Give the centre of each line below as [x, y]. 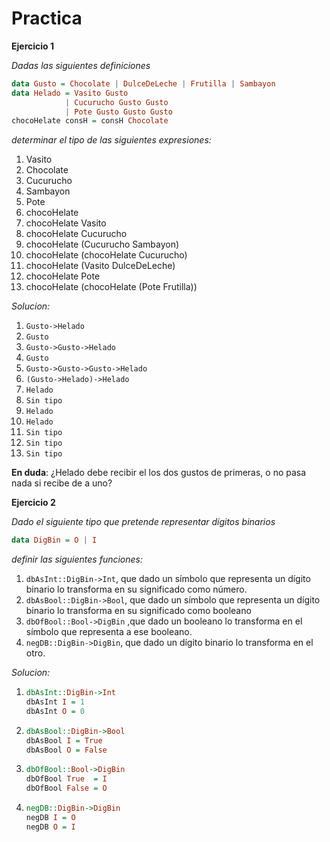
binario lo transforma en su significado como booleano [138, 611]
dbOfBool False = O [66, 788]
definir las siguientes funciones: [77, 559]
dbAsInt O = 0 [55, 711]
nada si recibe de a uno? [62, 483]
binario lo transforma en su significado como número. [136, 589]
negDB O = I [50, 827]
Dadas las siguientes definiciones [81, 65]
